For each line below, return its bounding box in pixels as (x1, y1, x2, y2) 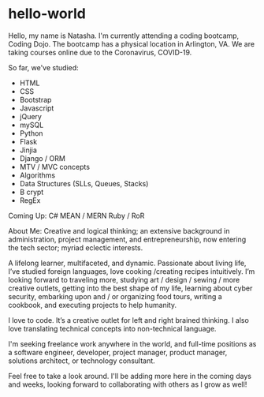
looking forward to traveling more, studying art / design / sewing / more (8, 275, 240, 284)
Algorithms (19, 170, 56, 180)
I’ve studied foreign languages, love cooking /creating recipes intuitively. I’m (8, 266, 255, 276)
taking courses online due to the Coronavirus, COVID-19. (8, 47, 192, 57)
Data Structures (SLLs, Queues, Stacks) (19, 178, 149, 188)
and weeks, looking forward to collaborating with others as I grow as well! (8, 380, 247, 389)
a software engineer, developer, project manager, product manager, (8, 347, 228, 357)
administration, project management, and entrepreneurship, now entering (8, 234, 247, 244)
